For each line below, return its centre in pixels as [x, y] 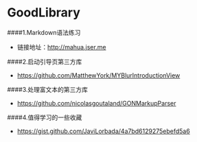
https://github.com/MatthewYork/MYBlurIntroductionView [98, 75]
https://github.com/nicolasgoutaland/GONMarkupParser [96, 103]
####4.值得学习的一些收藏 [45, 117]
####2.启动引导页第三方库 [45, 61]
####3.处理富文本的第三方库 [47, 89]
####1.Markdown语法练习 [44, 32]
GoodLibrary [44, 13]
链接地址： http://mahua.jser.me [61, 47]
